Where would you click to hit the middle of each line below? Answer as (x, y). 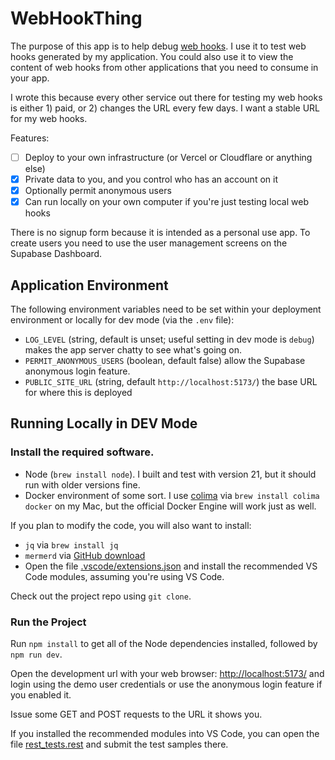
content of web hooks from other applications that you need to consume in (164, 67)
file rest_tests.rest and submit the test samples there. (119, 744)
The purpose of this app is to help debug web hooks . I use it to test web (158, 46)
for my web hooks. (49, 118)
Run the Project (48, 622)
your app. (30, 78)
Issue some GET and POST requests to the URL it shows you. (136, 714)
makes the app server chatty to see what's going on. (133, 350)
